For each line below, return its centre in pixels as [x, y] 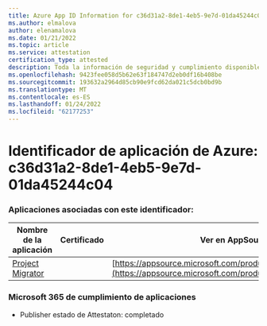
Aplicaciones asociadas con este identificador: [101, 210]
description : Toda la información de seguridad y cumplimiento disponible [135, 68]
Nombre [33, 230]
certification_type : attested [58, 60]
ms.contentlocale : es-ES [49, 97]
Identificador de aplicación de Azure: [133, 151]
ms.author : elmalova [43, 23]
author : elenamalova [43, 30]
